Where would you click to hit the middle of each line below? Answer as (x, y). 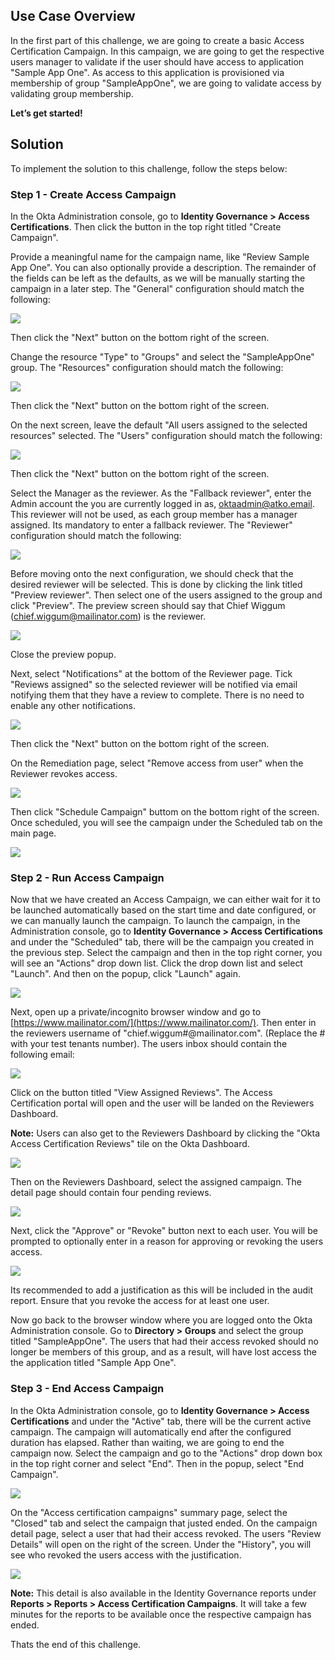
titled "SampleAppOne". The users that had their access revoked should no (164, 1341)
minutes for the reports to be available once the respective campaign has (161, 1614)
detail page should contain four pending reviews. (111, 1193)
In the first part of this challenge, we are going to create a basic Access (157, 40)
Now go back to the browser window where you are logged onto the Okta (161, 1320)
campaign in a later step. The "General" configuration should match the (157, 288)
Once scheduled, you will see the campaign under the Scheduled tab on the (166, 822)
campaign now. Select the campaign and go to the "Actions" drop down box (166, 1453)
